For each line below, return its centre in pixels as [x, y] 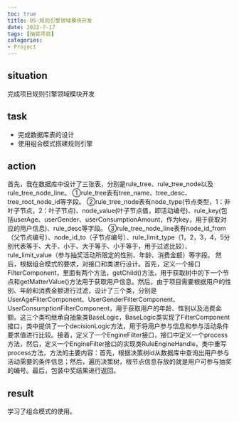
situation [27, 76]
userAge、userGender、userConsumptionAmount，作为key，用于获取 [117, 220]
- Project [22, 47]
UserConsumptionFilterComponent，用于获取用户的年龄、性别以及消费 [111, 308]
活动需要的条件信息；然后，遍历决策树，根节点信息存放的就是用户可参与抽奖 [119, 362]
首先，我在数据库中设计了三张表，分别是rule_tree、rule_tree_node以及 [111, 184]
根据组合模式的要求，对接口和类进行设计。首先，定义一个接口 [110, 264]
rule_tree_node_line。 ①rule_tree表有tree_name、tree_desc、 [99, 193]
